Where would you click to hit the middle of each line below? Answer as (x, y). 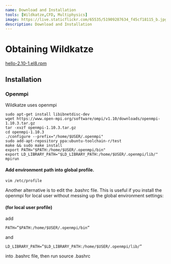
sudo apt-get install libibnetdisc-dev (48, 114)
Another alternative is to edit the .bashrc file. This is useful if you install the (83, 190)
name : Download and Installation (41, 10)
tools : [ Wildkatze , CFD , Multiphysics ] (46, 15)
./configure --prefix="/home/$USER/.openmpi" (54, 136)
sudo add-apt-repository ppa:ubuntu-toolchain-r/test (64, 141)
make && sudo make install (34, 145)
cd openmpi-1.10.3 (25, 132)
